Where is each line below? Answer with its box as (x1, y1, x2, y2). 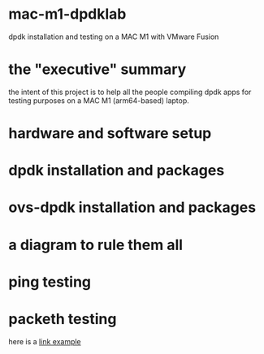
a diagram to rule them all (8, 235, 184, 254)
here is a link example (8, 336, 81, 346)
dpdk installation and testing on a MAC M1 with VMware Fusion (8, 32, 219, 41)
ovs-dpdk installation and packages (8, 198, 257, 217)
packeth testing (8, 310, 117, 328)
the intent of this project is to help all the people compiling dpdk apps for (8, 87, 252, 97)
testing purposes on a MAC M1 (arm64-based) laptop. (8, 95, 189, 106)
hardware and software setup (8, 124, 212, 143)
